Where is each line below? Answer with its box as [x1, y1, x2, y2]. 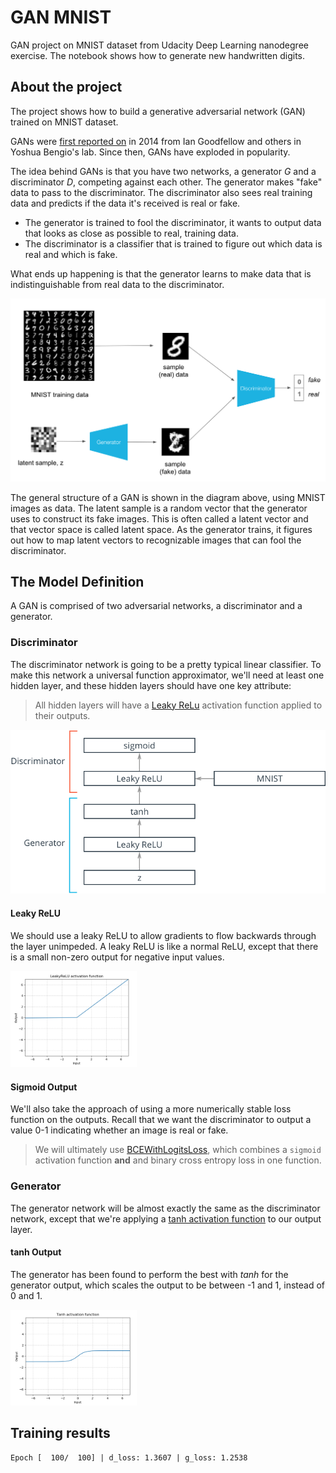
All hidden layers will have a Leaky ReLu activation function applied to [34, 699, 323, 711]
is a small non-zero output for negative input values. [10, 951, 225, 963]
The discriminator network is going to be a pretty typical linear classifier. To [10, 658, 322, 670]
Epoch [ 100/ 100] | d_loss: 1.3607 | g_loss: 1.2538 [10, 1452, 248, 1463]
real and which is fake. [24, 248, 118, 260]
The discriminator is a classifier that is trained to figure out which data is [24, 237, 323, 250]
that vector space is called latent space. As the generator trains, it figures [10, 523, 313, 535]
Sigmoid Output [10, 1081, 78, 1093]
